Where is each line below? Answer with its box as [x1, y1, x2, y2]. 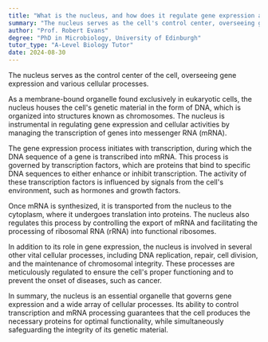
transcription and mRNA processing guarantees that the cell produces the [8, 308, 251, 317]
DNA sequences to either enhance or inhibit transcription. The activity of [8, 169, 247, 178]
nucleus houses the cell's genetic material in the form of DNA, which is [8, 103, 242, 112]
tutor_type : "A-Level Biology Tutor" [8, 41, 134, 49]
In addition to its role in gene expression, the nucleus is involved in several [8, 242, 253, 251]
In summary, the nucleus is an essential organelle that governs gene [8, 291, 232, 301]
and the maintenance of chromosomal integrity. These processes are [8, 259, 235, 268]
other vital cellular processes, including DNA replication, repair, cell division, [8, 251, 258, 259]
